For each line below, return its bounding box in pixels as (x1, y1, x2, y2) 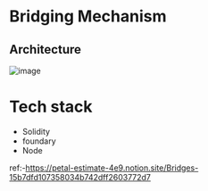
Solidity (21, 126, 51, 137)
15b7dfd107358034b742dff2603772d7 (9, 171, 152, 182)
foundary (21, 136, 56, 146)
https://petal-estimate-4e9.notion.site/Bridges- (25, 162, 199, 173)
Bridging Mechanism (9, 6, 167, 27)
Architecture (9, 42, 82, 57)
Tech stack (9, 96, 93, 117)
